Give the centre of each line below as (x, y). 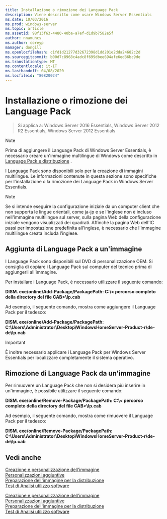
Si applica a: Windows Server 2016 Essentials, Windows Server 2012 (89, 125)
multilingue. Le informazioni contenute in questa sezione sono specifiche (81, 176)
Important (15, 342)
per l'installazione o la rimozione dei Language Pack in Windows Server (79, 181)
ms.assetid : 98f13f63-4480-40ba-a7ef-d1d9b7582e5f (59, 33)
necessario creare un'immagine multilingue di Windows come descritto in (81, 155)
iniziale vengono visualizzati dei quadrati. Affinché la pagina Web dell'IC (80, 222)
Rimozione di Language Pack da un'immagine (78, 373)
